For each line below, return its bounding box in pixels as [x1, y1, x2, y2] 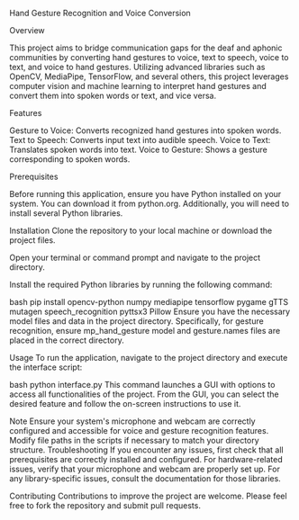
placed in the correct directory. [9, 335, 124, 345]
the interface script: [9, 362, 83, 372]
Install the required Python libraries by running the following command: [9, 279, 273, 290]
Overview [9, 25, 45, 35]
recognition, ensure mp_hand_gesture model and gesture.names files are [9, 326, 281, 336]
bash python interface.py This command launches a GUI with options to [9, 380, 276, 390]
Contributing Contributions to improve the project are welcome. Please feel [9, 490, 287, 501]
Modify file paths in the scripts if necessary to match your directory [9, 435, 259, 445]
